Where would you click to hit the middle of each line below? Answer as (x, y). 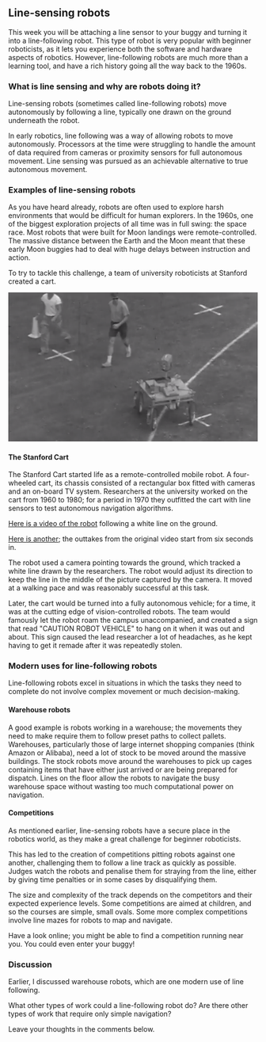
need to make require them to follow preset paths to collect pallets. (118, 735)
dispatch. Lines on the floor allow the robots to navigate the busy (114, 778)
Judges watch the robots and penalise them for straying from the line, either (133, 871)
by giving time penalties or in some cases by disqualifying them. (113, 880)
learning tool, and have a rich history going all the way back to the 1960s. (127, 66)
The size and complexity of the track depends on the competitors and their (130, 895)
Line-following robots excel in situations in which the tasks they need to (125, 683)
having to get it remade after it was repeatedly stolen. (95, 646)
